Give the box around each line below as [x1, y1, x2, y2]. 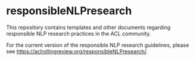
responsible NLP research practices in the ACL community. [6, 30, 151, 37]
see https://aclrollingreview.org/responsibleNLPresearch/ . [6, 47, 148, 54]
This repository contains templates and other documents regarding [6, 24, 171, 31]
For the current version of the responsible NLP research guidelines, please [6, 41, 190, 49]
